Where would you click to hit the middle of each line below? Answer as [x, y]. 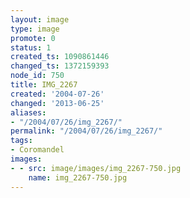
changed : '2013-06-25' [57, 103]
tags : [21, 141]
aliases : [28, 112]
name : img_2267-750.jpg [78, 177]
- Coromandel [37, 150]
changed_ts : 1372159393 [60, 66]
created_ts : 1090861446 [60, 57]
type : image [35, 29]
